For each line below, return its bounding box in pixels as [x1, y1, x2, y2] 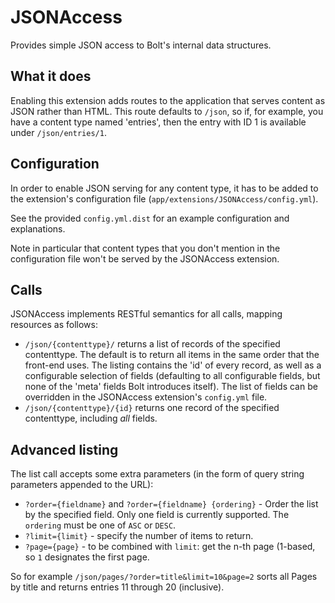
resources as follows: [10, 319, 98, 331]
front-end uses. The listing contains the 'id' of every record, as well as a [24, 359, 322, 371]
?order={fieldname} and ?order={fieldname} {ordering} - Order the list [24, 498, 319, 510]
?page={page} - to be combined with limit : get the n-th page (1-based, [24, 541, 316, 553]
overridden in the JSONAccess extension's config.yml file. [24, 391, 268, 403]
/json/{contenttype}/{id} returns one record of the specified [24, 402, 280, 414]
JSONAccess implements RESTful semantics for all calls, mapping [10, 308, 283, 320]
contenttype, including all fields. [24, 412, 158, 425]
